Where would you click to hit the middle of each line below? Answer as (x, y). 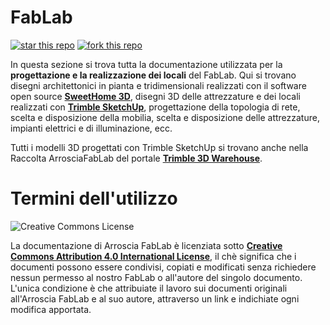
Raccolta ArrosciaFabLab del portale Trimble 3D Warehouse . (136, 158)
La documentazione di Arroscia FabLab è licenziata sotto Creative (146, 245)
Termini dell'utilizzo (94, 198)
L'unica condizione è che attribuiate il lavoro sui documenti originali (149, 288)
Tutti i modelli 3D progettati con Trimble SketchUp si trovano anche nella (159, 147)
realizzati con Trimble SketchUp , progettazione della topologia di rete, (155, 107)
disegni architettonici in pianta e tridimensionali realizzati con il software (158, 85)
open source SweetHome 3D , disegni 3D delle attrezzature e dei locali (155, 96)
